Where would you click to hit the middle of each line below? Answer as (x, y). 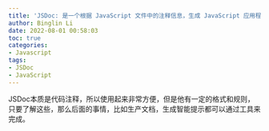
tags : (17, 61)
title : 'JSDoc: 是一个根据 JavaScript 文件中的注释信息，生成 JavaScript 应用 (132, 16)
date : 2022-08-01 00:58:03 (53, 30)
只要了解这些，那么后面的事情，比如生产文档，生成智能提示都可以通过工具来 (134, 109)
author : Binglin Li (41, 23)
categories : (28, 46)
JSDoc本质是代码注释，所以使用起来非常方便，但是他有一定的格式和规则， (131, 99)
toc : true (25, 38)
